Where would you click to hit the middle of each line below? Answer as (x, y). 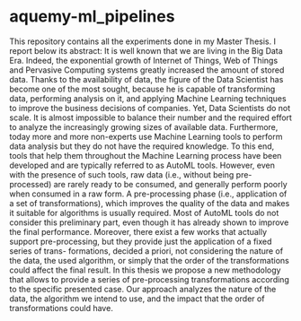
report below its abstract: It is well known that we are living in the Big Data (146, 50)
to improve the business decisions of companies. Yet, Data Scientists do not (150, 108)
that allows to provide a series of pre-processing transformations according (149, 279)
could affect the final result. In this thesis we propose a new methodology (145, 270)
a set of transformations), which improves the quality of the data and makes (150, 203)
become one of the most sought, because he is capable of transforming (142, 89)
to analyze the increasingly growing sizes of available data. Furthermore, (144, 126)
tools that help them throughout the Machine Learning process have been (146, 155)
